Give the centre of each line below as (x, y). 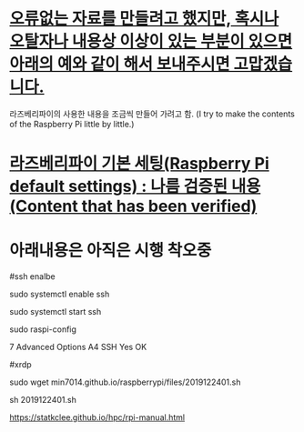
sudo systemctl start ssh (56, 312)
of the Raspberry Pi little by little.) (72, 124)
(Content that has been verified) (133, 206)
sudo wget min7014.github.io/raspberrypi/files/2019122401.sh (125, 382)
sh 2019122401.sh (43, 400)
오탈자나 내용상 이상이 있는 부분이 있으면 (151, 41)
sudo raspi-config (43, 329)
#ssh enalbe (33, 276)
